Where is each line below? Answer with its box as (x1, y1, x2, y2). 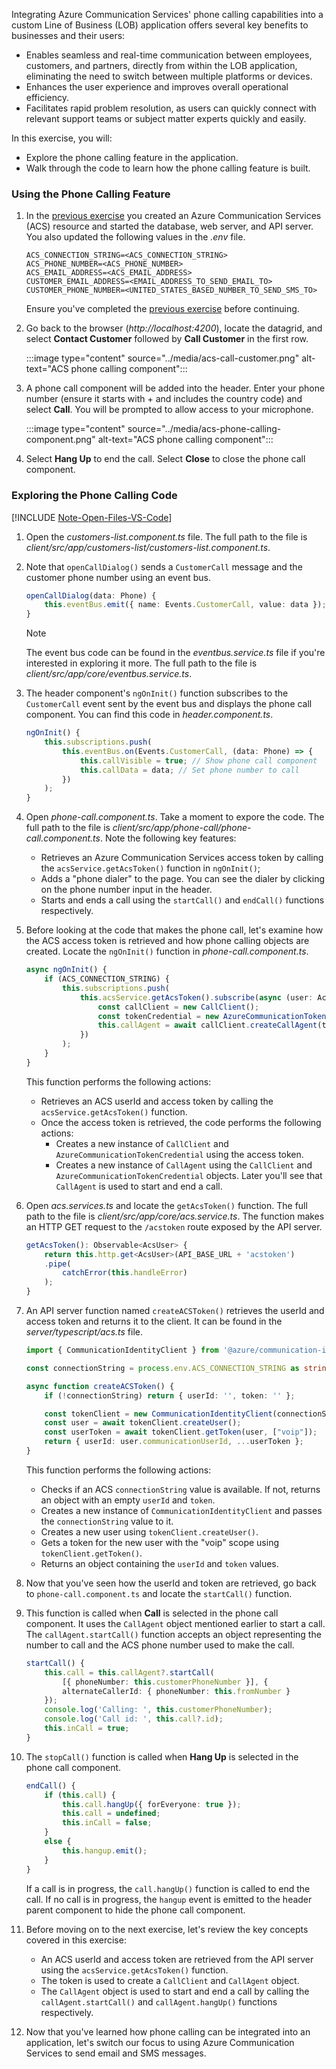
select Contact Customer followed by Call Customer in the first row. (25, 333, 309, 345)
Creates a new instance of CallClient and (55, 1137, 229, 1149)
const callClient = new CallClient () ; (97, 1002, 260, 1012)
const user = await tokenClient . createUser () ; (44, 1418, 242, 1428)
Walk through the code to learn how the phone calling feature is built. (25, 162, 311, 174)
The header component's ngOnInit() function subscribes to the (25, 687, 289, 699)
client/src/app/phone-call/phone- (112, 822, 252, 834)
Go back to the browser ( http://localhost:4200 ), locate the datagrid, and (25, 322, 323, 334)
